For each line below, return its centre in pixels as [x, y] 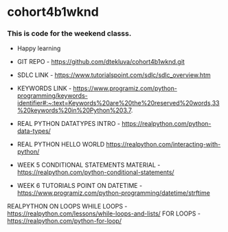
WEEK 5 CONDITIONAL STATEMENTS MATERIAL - [89, 165]
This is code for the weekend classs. [69, 34]
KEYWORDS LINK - [44, 88]
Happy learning [39, 48]
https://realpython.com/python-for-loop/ [65, 221]
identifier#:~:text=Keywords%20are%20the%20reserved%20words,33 [118, 103]
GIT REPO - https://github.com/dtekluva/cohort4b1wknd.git [101, 62]
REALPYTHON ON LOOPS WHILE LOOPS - [67, 207]
